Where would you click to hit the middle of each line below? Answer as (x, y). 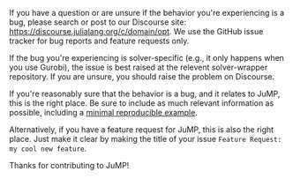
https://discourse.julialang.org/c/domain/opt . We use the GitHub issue (136, 31)
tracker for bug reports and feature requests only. (99, 41)
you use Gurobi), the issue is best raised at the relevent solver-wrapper (139, 67)
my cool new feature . (48, 148)
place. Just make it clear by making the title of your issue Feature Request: (146, 139)
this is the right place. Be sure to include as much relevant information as (142, 103)
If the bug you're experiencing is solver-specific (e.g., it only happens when (147, 58)
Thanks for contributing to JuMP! (69, 165)
